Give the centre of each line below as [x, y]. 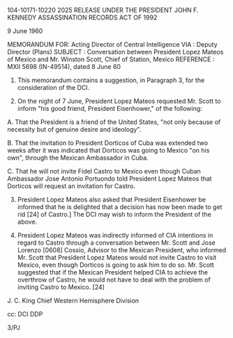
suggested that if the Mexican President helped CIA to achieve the [112, 272]
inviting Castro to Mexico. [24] [61, 287]
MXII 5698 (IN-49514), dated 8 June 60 [64, 67]
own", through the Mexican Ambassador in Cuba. [78, 158]
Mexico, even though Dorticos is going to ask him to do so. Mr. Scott [115, 265]
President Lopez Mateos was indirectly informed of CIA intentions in [115, 235]
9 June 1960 [25, 31]
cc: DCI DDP [25, 314]
